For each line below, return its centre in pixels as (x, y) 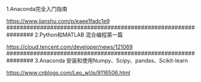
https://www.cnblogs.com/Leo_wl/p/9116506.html (68, 73)
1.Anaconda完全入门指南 (37, 9)
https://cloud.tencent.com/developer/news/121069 (70, 47)
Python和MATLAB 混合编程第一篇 (81, 35)
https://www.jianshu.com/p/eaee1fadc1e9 (58, 21)
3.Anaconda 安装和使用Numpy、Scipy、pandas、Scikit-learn (111, 60)
